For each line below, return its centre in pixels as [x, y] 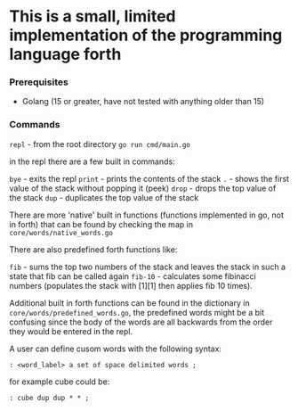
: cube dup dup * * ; [49, 398]
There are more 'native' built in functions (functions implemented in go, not [147, 215]
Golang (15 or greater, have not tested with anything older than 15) [143, 102]
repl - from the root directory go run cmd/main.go [100, 144]
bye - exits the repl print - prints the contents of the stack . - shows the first [149, 178]
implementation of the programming [146, 35]
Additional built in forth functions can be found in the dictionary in [130, 303]
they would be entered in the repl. [71, 331]
